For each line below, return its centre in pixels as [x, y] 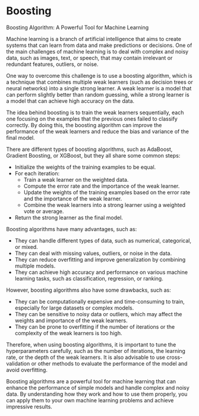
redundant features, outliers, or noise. [52, 64]
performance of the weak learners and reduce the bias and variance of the [97, 131]
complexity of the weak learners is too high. [68, 333]
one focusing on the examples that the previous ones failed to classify [92, 119]
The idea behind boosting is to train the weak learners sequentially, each [95, 112]
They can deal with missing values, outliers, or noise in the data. [93, 253]
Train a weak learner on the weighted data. [76, 179]
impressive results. [29, 406]
